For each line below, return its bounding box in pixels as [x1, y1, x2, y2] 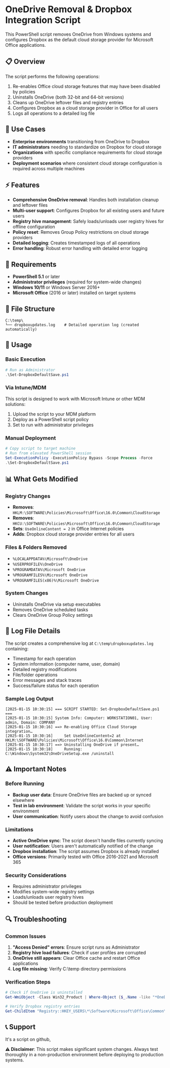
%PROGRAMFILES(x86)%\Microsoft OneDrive [12, 578, 99, 583]
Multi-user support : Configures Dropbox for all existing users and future [12, 207, 164, 214]
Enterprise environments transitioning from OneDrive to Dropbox [12, 138, 150, 144]
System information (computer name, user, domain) [12, 661, 120, 667]
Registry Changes [5, 492, 51, 499]
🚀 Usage [5, 340, 32, 349]
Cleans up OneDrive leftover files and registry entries [12, 99, 124, 105]
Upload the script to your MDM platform [12, 411, 96, 417]
